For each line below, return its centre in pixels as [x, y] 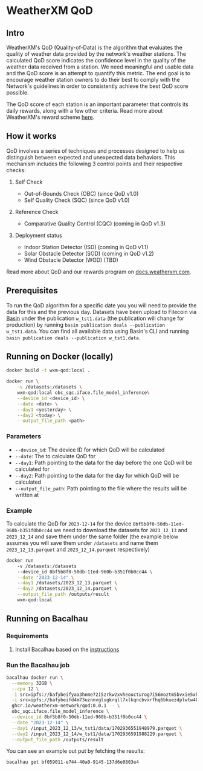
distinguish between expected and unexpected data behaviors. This [91, 157]
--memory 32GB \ [32, 683]
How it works [31, 136]
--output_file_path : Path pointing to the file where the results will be [101, 488]
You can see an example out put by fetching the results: [76, 751]
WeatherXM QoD [50, 11]
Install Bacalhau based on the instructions [67, 649]
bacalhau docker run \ [35, 677]
